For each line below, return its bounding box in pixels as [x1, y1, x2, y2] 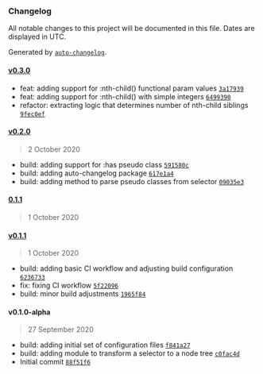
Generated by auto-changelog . [8, 48, 107, 57]
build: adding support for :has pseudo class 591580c [19, 160, 189, 169]
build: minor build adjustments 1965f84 [19, 289, 146, 299]
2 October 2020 [27, 145, 81, 154]
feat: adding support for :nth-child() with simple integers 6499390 [19, 91, 231, 101]
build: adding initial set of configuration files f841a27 [19, 340, 191, 350]
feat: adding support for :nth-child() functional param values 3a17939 [19, 83, 244, 93]
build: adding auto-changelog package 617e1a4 [19, 168, 174, 178]
